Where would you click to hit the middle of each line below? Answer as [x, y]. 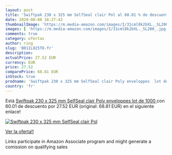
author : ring [19, 43]
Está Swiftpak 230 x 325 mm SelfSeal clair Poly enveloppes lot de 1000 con [85, 101]
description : [19, 53]
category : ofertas [25, 39]
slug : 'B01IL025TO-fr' [29, 48]
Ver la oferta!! [20, 131]
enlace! [13, 112]
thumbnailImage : [23, 24]
